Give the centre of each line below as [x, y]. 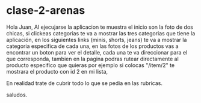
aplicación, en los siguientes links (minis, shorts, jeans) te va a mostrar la [97, 40]
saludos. [17, 95]
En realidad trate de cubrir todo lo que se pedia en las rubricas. [85, 83]
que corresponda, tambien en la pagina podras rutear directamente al [92, 59]
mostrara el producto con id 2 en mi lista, [57, 71]
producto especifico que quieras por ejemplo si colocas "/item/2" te [91, 65]
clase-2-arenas [46, 10]
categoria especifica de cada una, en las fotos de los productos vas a [92, 46]
